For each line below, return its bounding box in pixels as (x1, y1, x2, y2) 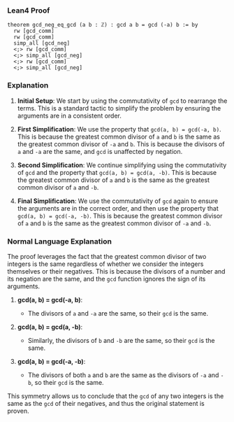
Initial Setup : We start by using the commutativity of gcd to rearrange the (17, 97, 228, 105)
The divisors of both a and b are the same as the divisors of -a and (27, 370, 219, 379)
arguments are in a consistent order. (17, 111, 122, 120)
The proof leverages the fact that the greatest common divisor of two (7, 252, 207, 260)
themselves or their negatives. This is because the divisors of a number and (7, 267, 226, 275)
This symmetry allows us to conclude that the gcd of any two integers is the (7, 391, 224, 400)
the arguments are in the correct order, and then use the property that (17, 204, 219, 212)
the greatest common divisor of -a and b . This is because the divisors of (17, 139, 225, 148)
